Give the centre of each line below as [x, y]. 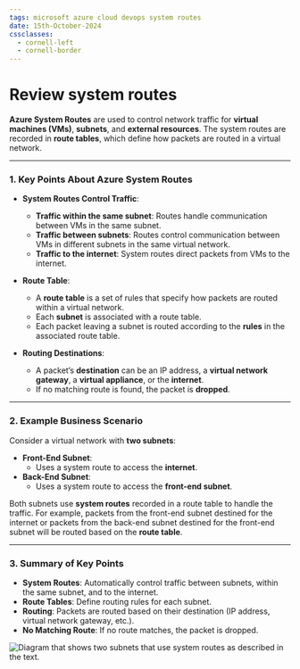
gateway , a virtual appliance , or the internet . [120, 380]
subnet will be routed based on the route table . [96, 532]
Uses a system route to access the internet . [117, 467]
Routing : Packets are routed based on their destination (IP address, [146, 611]
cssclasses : [31, 34]
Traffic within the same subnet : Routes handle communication [151, 216]
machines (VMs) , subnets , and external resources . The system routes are [148, 129]
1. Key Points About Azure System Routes [101, 179]
